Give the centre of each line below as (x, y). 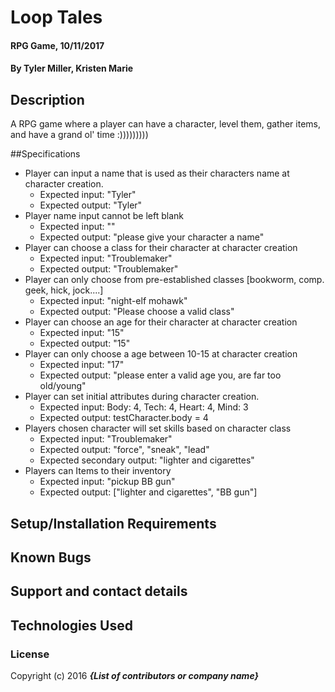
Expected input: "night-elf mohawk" (113, 301)
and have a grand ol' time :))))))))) (79, 135)
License (30, 654)
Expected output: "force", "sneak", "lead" (124, 450)
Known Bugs (51, 557)
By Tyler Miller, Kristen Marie (72, 68)
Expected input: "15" (82, 333)
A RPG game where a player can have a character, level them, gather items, (166, 124)
